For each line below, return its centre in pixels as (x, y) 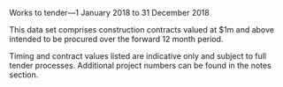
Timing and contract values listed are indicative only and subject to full (138, 56)
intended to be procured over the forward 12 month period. (116, 39)
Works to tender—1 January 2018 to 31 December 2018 (109, 13)
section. (24, 75)
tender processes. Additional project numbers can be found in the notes (140, 65)
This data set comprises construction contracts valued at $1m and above (142, 29)
